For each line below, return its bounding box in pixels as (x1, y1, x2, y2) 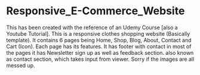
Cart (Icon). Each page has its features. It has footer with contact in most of (6, 43, 192, 50)
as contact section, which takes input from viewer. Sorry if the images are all (6, 55, 195, 62)
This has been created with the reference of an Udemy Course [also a (6, 24, 178, 31)
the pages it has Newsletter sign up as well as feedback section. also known (6, 49, 194, 56)
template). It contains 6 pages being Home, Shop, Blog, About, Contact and (6, 36, 192, 43)
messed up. (6, 61, 35, 69)
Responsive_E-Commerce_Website (6, 4, 185, 18)
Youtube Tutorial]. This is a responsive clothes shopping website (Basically (6, 30, 190, 37)
